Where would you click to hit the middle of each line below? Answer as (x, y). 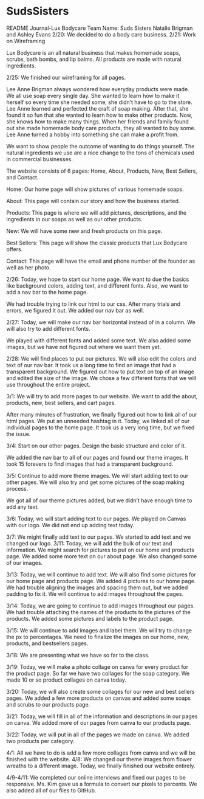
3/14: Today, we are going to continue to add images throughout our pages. (101, 606)
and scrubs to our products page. (48, 704)
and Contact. (22, 177)
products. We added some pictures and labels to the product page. (90, 618)
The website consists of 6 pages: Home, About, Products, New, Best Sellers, (102, 171)
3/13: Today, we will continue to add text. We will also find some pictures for (101, 574)
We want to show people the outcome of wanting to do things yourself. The (100, 146)
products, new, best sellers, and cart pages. (61, 403)
